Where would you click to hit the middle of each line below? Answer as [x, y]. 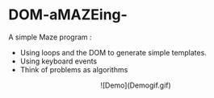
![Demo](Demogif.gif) [136, 85]
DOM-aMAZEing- [68, 15]
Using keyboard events [59, 61]
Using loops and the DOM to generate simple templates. [113, 52]
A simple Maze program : [50, 37]
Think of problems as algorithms [74, 69]
